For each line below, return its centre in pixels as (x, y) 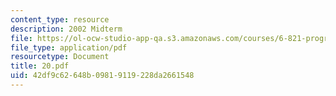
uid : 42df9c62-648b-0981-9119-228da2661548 (102, 76)
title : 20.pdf (40, 66)
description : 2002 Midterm (66, 29)
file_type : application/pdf (69, 47)
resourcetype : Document (60, 57)
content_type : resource (60, 19)
